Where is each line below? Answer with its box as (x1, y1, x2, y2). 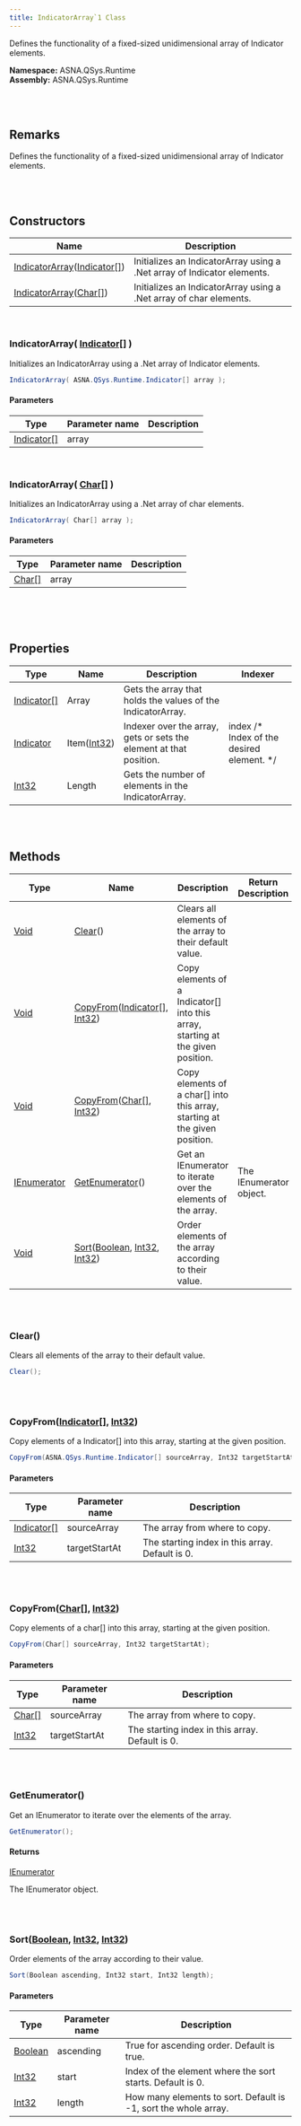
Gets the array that (124, 683, 202, 696)
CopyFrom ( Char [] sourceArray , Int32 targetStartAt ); (9, 1640, 211, 1649)
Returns (9, 1846, 40, 1858)
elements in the (124, 779, 188, 792)
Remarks (9, 127, 61, 143)
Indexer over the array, (124, 720, 219, 732)
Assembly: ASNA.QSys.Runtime (9, 74, 129, 85)
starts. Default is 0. (125, 2077, 205, 2089)
